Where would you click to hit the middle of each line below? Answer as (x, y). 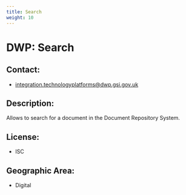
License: (23, 137)
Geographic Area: (40, 170)
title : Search (24, 12)
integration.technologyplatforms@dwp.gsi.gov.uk (77, 84)
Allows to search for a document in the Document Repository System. (93, 118)
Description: (30, 103)
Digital (23, 185)
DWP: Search (40, 48)
